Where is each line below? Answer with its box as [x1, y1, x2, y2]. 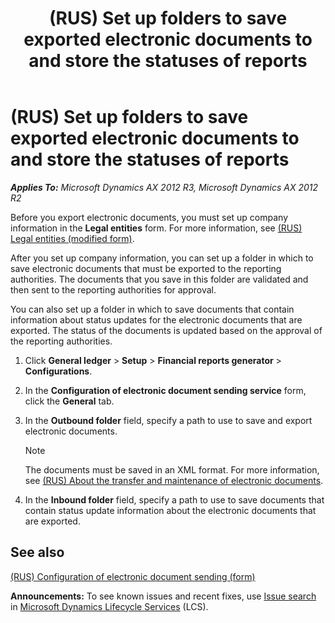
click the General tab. [24, 395, 115, 407]
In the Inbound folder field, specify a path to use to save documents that [24, 493, 325, 506]
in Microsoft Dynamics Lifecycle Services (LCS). [10, 600, 209, 612]
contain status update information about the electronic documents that [24, 504, 317, 516]
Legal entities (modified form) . [10, 232, 135, 244]
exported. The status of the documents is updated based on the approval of [10, 324, 323, 336]
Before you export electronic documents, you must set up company [10, 211, 289, 223]
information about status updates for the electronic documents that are [10, 313, 303, 326]
